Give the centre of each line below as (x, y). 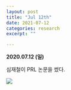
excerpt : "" (21, 34)
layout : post (22, 12)
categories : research (33, 28)
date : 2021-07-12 (28, 23)
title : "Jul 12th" (29, 17)
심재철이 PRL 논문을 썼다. (36, 70)
